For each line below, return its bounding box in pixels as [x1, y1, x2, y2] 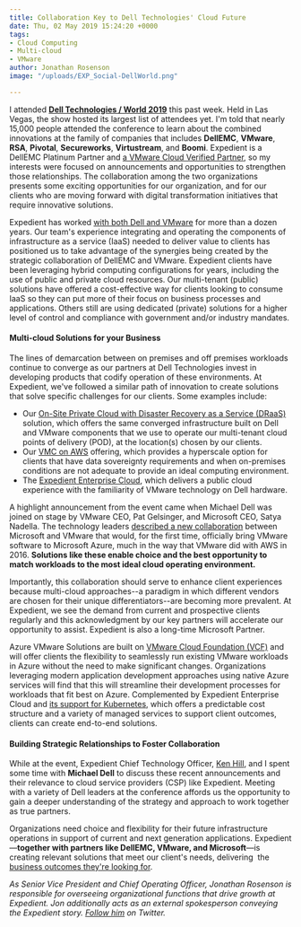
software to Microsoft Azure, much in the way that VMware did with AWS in [9, 539, 288, 550]
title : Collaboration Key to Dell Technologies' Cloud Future [9, 13, 246, 22]
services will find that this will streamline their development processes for [9, 679, 280, 690]
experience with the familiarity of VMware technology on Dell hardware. [21, 484, 288, 494]
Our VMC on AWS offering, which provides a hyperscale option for [21, 446, 269, 457]
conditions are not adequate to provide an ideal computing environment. [21, 465, 289, 476]
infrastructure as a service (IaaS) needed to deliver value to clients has [9, 235, 271, 247]
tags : [9, 30, 30, 39]
